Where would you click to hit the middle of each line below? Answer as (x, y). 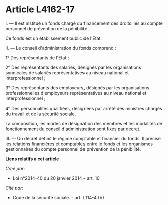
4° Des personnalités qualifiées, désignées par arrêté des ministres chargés (84, 108)
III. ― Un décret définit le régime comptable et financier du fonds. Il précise (83, 138)
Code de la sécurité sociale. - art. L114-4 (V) (58, 197)
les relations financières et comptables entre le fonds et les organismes (79, 144)
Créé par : (15, 168)
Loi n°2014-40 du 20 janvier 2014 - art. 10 (56, 178)
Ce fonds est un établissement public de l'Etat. (54, 38)
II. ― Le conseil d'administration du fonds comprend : (61, 48)
